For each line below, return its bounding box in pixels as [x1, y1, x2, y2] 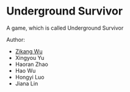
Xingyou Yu [15, 54, 45, 61]
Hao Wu [15, 67, 36, 74]
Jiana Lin [15, 80, 38, 87]
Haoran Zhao [15, 61, 49, 68]
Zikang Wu [15, 47, 43, 55]
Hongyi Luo [15, 73, 45, 80]
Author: [6, 36, 26, 43]
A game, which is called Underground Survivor [6, 24, 124, 31]
